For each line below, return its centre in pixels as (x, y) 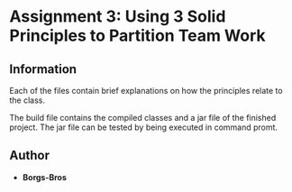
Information (43, 69)
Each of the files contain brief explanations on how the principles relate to (146, 91)
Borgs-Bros (45, 177)
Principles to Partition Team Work (137, 36)
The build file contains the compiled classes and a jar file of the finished (143, 118)
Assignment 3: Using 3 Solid (118, 17)
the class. (27, 100)
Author (29, 155)
